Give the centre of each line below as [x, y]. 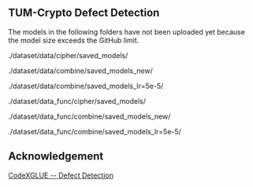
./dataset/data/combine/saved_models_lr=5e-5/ [86, 86]
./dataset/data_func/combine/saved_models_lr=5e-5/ [95, 131]
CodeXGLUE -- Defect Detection [61, 175]
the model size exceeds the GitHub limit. [74, 40]
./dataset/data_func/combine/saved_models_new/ [89, 116]
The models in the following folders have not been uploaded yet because [127, 31]
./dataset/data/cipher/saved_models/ [68, 55]
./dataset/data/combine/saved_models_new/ [81, 71]
